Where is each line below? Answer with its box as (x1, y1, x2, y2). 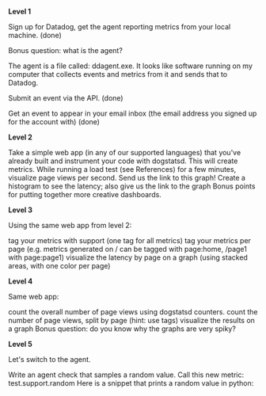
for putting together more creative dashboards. (8, 190, 162, 199)
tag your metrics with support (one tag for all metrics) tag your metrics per (8, 236, 252, 245)
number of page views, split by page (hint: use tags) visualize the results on (8, 316, 256, 325)
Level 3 (8, 205, 33, 215)
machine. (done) (8, 31, 62, 40)
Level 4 (8, 276, 33, 286)
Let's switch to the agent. (8, 355, 91, 364)
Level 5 (8, 340, 33, 348)
